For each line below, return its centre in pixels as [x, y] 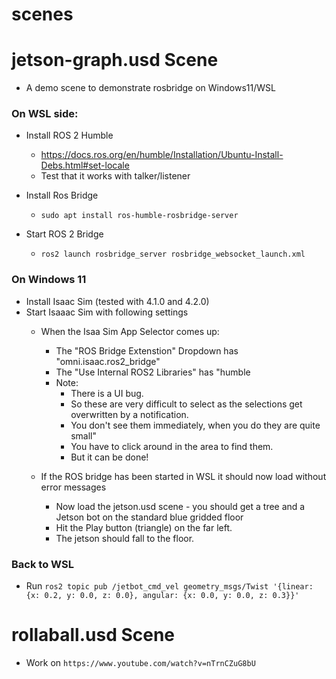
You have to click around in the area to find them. [172, 446]
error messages [73, 487]
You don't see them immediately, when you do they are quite [195, 425]
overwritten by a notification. [129, 414]
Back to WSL [42, 564]
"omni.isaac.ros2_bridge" [108, 361]
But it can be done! [109, 457]
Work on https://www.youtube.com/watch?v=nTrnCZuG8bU [140, 662]
